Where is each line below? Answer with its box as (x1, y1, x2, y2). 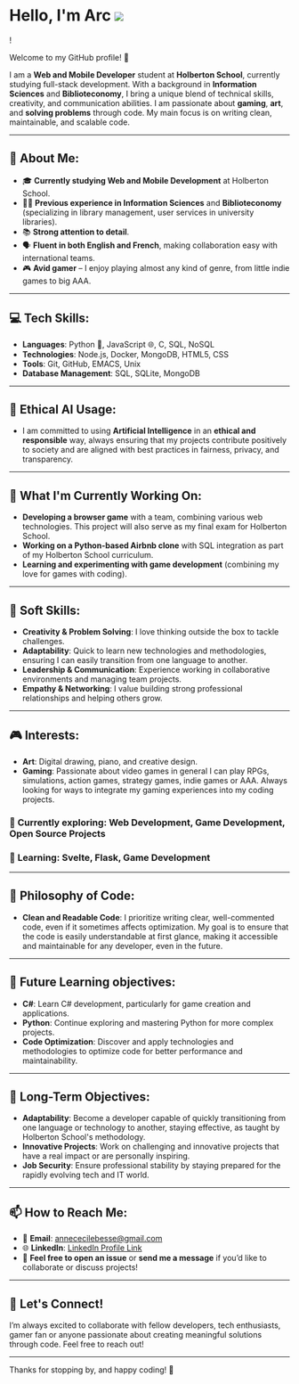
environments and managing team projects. (21, 674, 182, 684)
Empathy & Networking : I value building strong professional (21, 684, 243, 693)
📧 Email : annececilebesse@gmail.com (21, 1233, 163, 1244)
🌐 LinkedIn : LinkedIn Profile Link (21, 1242, 142, 1253)
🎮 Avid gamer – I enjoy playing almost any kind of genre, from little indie (21, 262, 290, 273)
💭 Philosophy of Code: (9, 889, 135, 904)
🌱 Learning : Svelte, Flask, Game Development (9, 851, 211, 864)
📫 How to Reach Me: (9, 1205, 127, 1220)
